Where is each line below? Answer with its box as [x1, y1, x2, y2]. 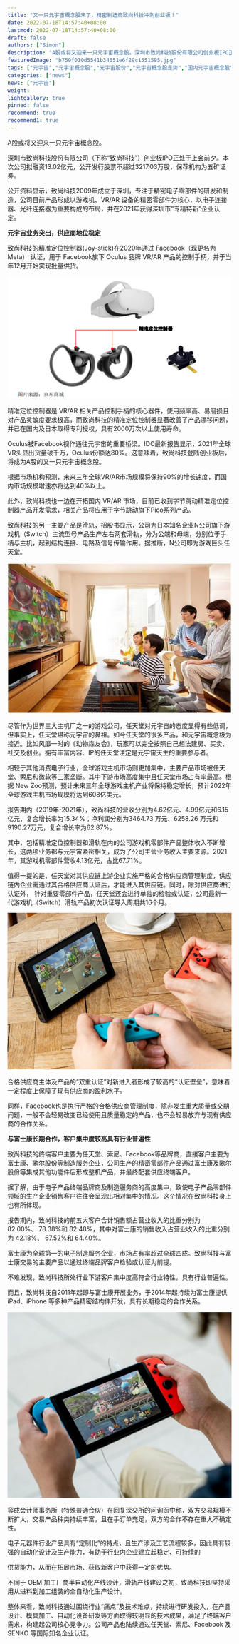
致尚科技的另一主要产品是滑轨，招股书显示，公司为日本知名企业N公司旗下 [7, 520, 224, 529]
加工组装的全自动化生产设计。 [38, 1587, 126, 1595]
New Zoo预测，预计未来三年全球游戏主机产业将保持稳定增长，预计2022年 [15, 781, 232, 790]
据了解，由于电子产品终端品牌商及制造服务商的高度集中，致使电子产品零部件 [7, 1182, 232, 1191]
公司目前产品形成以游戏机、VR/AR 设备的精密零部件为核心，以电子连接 [19, 195, 228, 203]
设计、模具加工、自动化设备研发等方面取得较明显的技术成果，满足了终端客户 [7, 1610, 232, 1620]
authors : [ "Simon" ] [7, 41, 65, 49]
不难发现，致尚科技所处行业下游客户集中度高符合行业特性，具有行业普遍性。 [7, 1273, 232, 1281]
